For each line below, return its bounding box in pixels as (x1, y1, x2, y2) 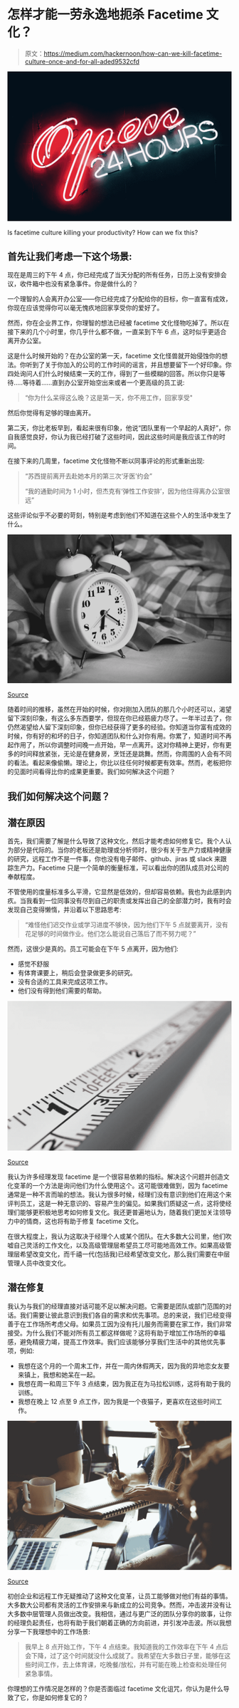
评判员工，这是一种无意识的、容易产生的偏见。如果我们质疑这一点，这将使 (7, 1199, 225, 1207)
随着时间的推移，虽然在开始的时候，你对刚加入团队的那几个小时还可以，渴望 (7, 705, 232, 714)
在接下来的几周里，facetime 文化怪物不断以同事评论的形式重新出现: (7, 457, 205, 465)
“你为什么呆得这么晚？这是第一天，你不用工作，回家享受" (24, 393, 193, 402)
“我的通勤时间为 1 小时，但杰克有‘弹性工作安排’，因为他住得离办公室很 (24, 487, 230, 496)
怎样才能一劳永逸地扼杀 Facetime (7, 6, 204, 23)
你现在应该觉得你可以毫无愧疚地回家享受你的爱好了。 (7, 303, 164, 312)
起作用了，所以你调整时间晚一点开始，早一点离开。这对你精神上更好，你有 (7, 741, 225, 749)
